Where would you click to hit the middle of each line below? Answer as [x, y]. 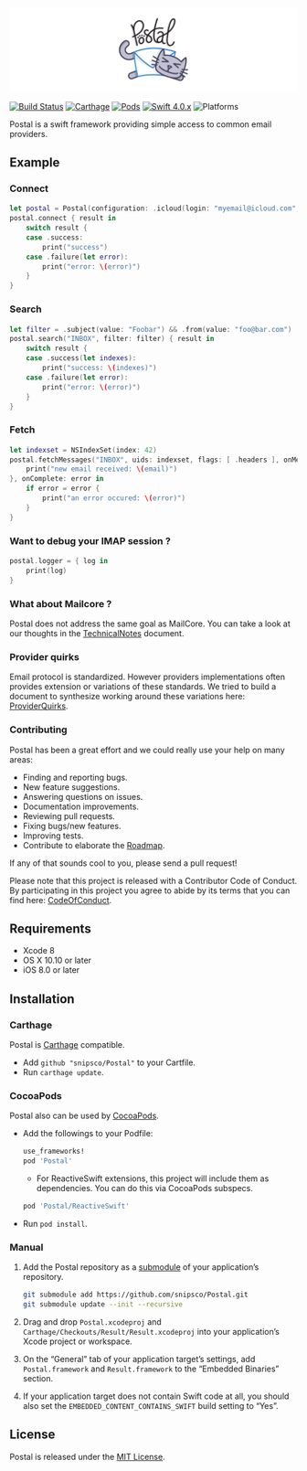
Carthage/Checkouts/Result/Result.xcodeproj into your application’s [151, 1331]
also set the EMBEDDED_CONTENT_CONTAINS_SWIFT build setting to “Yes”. [150, 1405]
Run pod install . [55, 1223]
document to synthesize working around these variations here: [127, 697]
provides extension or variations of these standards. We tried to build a [143, 687]
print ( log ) [47, 570]
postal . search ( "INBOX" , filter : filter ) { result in [112, 339]
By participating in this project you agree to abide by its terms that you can [150, 890]
